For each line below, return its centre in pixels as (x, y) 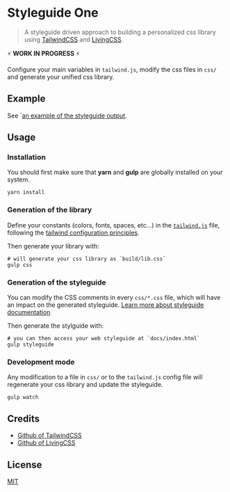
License (25, 465)
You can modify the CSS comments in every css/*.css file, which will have (114, 298)
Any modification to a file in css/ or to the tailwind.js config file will (105, 377)
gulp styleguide (31, 345)
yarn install (26, 193)
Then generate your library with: (53, 246)
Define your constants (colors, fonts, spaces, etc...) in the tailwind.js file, (114, 225)
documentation (29, 312)
